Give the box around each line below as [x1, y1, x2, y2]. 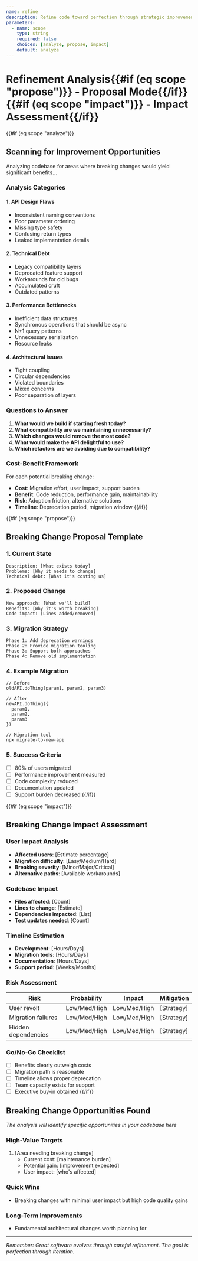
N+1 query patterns [14, 327, 62, 334]
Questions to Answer [6, 406, 68, 415]
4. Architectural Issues [6, 353, 63, 360]
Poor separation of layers [14, 392, 77, 399]
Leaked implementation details [14, 236, 90, 243]
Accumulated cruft [14, 282, 60, 289]
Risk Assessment [6, 979, 57, 987]
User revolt [9, 1003, 40, 1012]
